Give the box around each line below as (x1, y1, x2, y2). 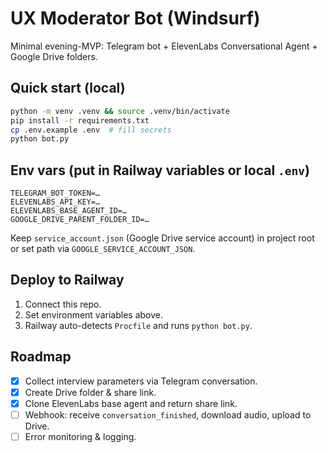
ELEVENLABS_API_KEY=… (10, 197, 101, 207)
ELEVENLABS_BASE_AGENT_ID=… (10, 206, 128, 216)
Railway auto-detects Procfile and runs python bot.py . (24, 319, 253, 331)
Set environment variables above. (24, 308, 163, 321)
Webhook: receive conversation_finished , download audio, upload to (24, 408, 312, 421)
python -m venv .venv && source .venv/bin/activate (10, 106, 230, 116)
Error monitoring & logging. (24, 430, 137, 442)
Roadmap (10, 348, 72, 366)
